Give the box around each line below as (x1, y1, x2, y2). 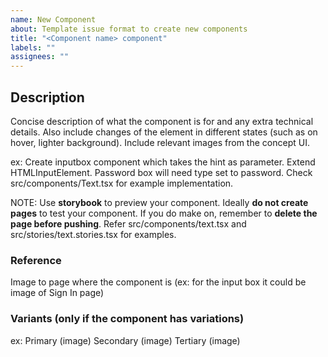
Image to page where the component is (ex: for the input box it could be (10, 276, 307, 288)
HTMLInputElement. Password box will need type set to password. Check (10, 166, 313, 178)
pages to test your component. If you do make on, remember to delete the (10, 207, 318, 219)
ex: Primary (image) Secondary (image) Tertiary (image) (10, 334, 241, 346)
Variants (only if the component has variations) (10, 312, 245, 326)
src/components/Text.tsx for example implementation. (10, 177, 234, 189)
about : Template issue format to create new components (10, 24, 248, 34)
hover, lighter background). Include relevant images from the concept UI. (10, 136, 310, 148)
